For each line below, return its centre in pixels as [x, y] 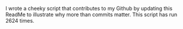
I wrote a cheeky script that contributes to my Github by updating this [89, 8]
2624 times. [20, 21]
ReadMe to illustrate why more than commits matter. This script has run [91, 14]
